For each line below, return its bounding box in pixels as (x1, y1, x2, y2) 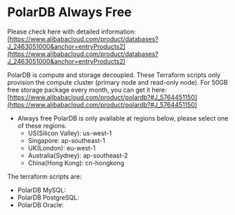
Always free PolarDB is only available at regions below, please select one (17, 113, 229, 123)
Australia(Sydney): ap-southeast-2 (27, 151, 128, 160)
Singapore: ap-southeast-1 (27, 136, 105, 144)
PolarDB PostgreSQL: (17, 193, 79, 202)
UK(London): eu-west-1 (27, 144, 96, 152)
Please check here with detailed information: (7, 27, 137, 36)
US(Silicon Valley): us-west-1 (27, 129, 112, 137)
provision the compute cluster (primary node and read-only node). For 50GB (7, 78, 228, 86)
